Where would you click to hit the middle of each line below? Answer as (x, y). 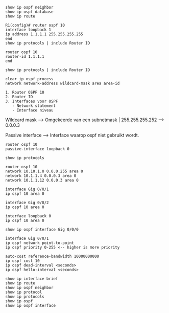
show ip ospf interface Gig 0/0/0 (42, 230)
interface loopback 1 (28, 30)
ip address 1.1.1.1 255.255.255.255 (44, 34)
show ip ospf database (29, 12)
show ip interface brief (32, 279)
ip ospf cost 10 (22, 261)
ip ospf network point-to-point (40, 243)
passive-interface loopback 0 (38, 149)
